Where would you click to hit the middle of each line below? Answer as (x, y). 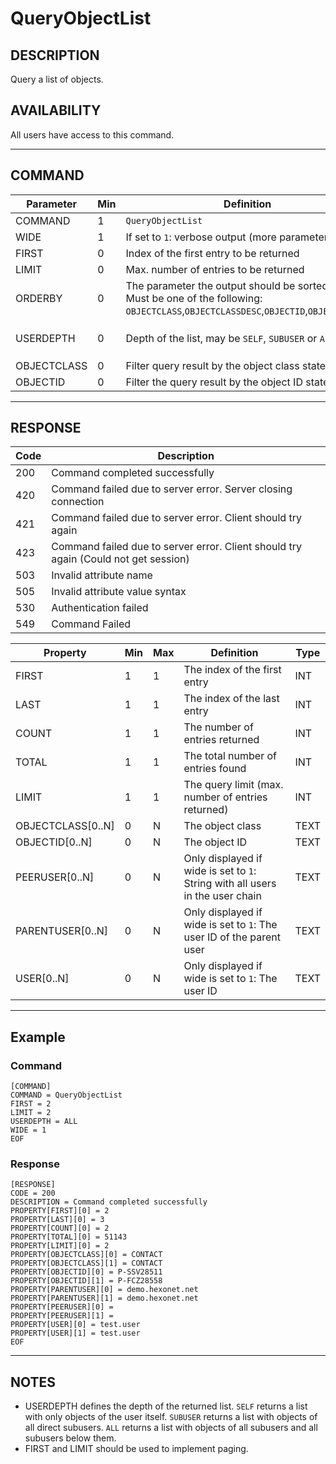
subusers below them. (70, 1438)
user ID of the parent (232, 937)
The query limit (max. (233, 785)
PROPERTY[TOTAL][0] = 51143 (69, 1237)
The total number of (230, 756)
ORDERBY (39, 298)
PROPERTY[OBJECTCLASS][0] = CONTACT (86, 1255)
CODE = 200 (33, 1193)
